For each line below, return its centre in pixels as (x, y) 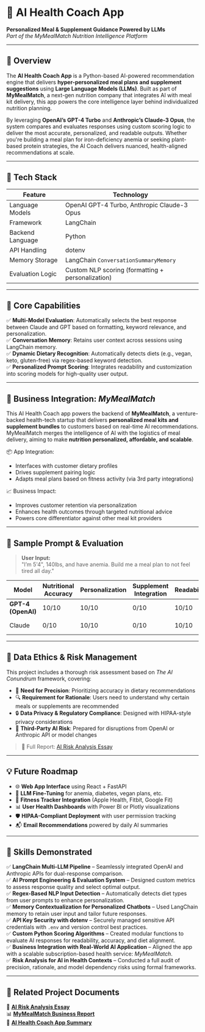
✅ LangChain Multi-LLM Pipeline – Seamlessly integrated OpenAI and (95, 867)
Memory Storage (34, 260)
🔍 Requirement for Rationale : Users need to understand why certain (102, 697)
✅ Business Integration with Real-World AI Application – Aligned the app (99, 947)
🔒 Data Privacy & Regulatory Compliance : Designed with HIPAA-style (103, 713)
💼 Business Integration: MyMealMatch (81, 399)
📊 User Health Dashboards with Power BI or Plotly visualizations (97, 806)
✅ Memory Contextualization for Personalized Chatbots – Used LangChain (102, 907)
